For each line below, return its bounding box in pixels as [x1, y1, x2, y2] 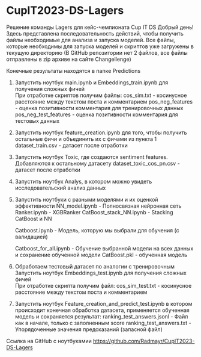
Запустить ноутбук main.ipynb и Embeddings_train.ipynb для [14, 79, 169, 86]
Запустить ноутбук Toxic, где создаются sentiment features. [14, 153, 168, 160]
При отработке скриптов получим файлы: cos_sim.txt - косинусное [14, 92, 187, 99]
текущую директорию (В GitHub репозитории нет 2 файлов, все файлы [6, 49, 188, 56]
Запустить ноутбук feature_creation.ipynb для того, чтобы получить [14, 129, 187, 136]
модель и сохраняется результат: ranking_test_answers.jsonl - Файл [14, 312, 188, 320]
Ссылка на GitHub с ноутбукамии [6, 337, 92, 344]
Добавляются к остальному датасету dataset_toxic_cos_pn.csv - [14, 160, 180, 167]
